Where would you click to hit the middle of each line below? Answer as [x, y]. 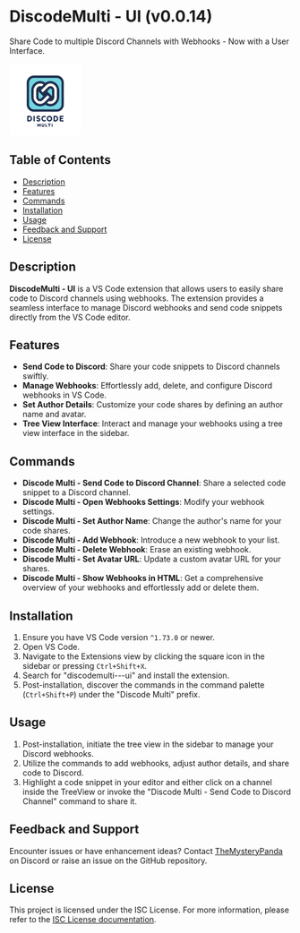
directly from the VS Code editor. [70, 317]
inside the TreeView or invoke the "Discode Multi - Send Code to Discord [156, 792]
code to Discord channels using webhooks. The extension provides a [137, 298]
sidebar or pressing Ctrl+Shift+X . [85, 666]
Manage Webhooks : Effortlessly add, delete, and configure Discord [147, 386]
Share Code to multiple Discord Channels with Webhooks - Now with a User [149, 41]
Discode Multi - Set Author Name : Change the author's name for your [152, 521]
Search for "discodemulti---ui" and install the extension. [126, 675]
